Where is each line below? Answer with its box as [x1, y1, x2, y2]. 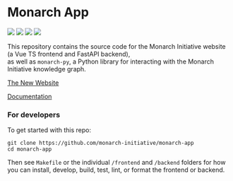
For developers [7, 110, 61, 119]
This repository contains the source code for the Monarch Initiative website [7, 42, 226, 50]
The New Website [7, 78, 59, 87]
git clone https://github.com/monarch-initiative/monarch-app [7, 139, 194, 147]
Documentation [7, 92, 52, 100]
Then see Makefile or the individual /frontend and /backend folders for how [7, 158, 226, 167]
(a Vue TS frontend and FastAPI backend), [7, 49, 131, 58]
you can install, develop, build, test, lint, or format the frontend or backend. [7, 165, 225, 174]
